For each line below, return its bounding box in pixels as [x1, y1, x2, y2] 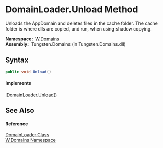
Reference [5, 121, 28, 127]
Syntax [5, 56, 29, 65]
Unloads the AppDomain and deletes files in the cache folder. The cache [5, 20, 158, 26]
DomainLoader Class [5, 132, 50, 138]
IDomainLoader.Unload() [5, 92, 57, 98]
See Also [5, 106, 34, 115]
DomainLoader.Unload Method [5, 4, 138, 15]
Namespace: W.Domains [5, 36, 60, 42]
